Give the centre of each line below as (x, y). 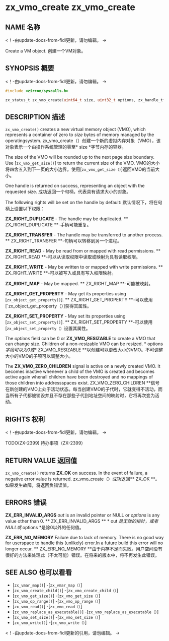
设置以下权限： (29, 209)
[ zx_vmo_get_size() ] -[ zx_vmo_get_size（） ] (56, 596)
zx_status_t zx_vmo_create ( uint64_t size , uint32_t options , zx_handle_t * (85, 100)
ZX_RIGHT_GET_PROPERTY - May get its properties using (66, 294)
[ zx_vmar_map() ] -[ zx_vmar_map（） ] (47, 585)
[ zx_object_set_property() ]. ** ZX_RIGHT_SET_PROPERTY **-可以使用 (79, 322)
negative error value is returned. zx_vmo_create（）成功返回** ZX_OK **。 (82, 479)
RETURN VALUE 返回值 (41, 460)
